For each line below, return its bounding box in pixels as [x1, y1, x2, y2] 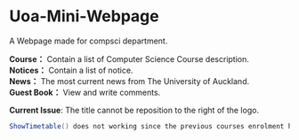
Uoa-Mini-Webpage [9, 6, 159, 27]
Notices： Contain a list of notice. [9, 65, 133, 75]
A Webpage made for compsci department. [9, 35, 168, 46]
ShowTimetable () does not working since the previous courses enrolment [9, 121, 285, 130]
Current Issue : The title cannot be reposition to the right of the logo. [9, 105, 260, 115]
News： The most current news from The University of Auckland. [9, 75, 250, 86]
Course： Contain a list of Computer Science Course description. [9, 53, 249, 64]
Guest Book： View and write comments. [9, 87, 161, 97]
